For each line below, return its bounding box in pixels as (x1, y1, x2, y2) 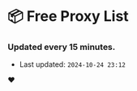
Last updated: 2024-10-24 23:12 (19, 60, 126, 69)
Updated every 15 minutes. (7, 42, 116, 53)
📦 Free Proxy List (7, 7, 129, 26)
